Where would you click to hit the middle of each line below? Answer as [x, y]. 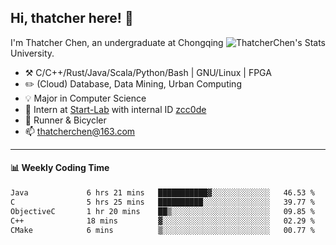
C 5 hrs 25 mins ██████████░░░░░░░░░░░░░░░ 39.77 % [162, 202]
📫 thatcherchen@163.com [80, 131]
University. [32, 53]
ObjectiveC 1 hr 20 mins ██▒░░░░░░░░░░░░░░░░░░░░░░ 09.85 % [162, 211]
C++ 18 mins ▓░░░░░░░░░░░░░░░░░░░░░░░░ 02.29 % [162, 221]
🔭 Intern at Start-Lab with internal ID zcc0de [115, 109]
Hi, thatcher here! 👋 [72, 18]
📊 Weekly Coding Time [60, 168]
